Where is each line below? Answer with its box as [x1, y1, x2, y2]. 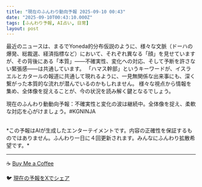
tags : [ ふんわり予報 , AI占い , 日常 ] [6, 20, 89, 26]
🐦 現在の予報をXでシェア [6, 174, 70, 182]
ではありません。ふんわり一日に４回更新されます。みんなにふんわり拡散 [11, 134, 191, 141]
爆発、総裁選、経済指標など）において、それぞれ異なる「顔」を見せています [6, 50, 195, 58]
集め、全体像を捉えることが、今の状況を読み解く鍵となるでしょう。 [6, 88, 174, 95]
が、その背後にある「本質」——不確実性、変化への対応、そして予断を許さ [6, 58, 191, 65]
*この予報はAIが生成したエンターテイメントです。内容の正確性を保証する [6, 127, 188, 134]
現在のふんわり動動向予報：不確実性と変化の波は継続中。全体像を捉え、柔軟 [6, 100, 196, 108]
